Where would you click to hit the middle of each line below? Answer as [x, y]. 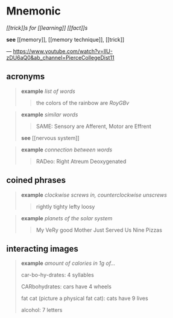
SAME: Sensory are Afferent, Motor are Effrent [94, 126]
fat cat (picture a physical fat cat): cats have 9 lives [85, 298]
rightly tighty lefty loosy [65, 206]
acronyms [26, 77]
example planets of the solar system [67, 218]
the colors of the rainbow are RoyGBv [83, 103]
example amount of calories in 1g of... [68, 263]
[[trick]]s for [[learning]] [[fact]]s [47, 28]
